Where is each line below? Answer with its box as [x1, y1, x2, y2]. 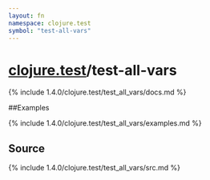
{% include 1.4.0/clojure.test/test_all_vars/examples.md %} [8, 118, 202, 128]
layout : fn [8, 11, 45, 20]
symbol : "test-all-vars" [8, 26, 91, 34]
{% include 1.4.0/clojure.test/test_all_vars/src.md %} [8, 163, 181, 173]
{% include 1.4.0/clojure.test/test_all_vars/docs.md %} [8, 87, 187, 97]
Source [8, 142, 46, 155]
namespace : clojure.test [8, 19, 91, 27]
